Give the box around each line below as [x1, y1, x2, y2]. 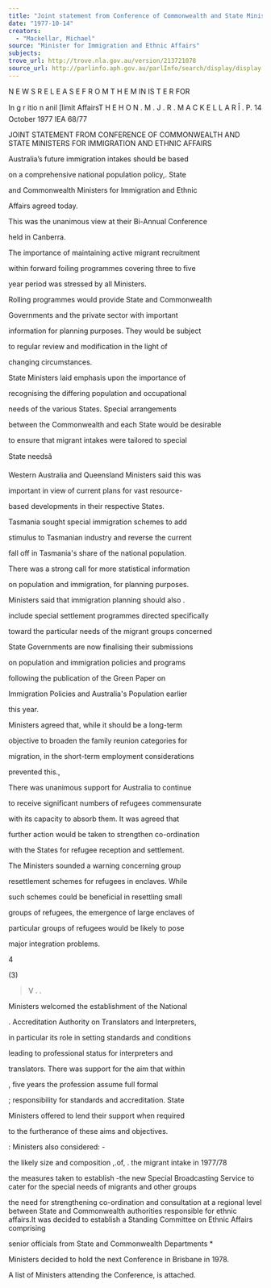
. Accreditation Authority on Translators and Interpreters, [8, 1017, 197, 1027]
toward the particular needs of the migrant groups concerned [8, 626, 212, 636]
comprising [8, 1223, 46, 1232]
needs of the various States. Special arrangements [8, 404, 177, 414]
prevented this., [8, 767, 60, 777]
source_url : [8, 65, 48, 73]
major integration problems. [8, 939, 101, 948]
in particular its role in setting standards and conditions [8, 1032, 191, 1042]
